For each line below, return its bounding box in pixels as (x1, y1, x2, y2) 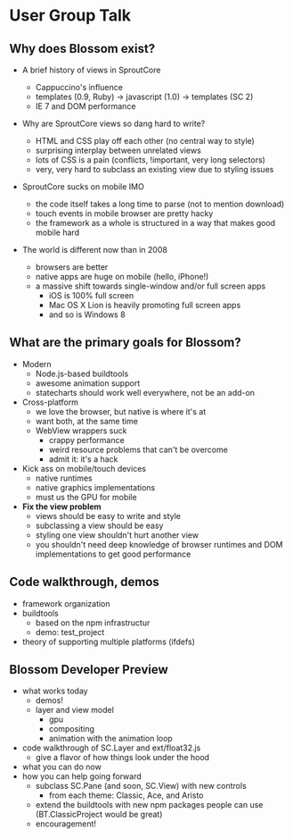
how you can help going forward (21, 771, 142, 782)
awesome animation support (35, 377, 141, 389)
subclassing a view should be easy (35, 520, 164, 531)
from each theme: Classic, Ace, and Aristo (48, 790, 204, 800)
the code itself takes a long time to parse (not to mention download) (35, 198, 285, 209)
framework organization (21, 598, 110, 608)
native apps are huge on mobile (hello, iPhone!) (35, 272, 209, 281)
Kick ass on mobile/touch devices (21, 463, 147, 473)
